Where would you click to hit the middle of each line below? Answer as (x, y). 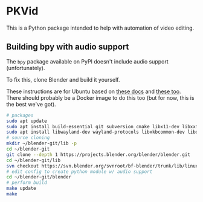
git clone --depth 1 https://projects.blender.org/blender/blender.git (98, 155)
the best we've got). (31, 104)
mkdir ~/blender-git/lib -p (42, 143)
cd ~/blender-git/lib (34, 160)
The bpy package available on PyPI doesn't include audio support (88, 61)
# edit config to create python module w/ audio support (79, 171)
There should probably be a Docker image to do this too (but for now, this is (100, 97)
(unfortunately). (26, 68)
